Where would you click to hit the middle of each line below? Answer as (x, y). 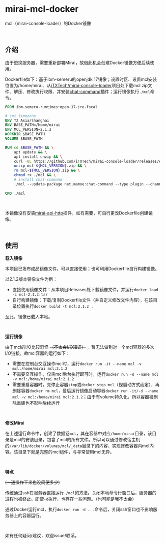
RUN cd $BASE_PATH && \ (29, 148)
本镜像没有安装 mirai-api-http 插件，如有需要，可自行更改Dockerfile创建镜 (79, 213)
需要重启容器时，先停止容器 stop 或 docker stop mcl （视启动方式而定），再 (86, 385)
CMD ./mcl (15, 193)
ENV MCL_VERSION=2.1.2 (28, 130)
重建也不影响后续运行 (38, 403)
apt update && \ (31, 152)
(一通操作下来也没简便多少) (33, 483)
